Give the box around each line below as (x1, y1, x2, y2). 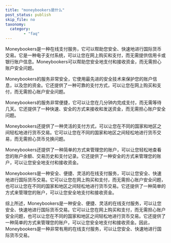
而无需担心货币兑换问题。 (14, 136, 68, 142)
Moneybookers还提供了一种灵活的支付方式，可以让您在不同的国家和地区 (5, 123, 157, 129)
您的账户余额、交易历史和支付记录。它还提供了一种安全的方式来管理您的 (5, 153, 157, 159)
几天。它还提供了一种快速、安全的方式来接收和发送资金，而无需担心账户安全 (5, 106, 166, 112)
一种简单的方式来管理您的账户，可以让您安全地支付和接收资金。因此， (5, 220, 153, 225)
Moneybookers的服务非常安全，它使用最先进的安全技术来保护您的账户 (5, 76, 153, 82)
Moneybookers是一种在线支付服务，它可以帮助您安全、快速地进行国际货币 (5, 46, 162, 52)
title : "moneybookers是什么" (5, 7, 65, 13)
